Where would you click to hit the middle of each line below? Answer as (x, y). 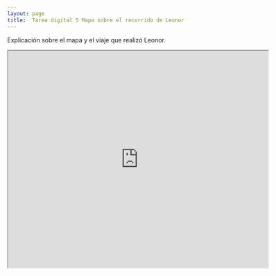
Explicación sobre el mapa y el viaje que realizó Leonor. (87, 40)
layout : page (26, 14)
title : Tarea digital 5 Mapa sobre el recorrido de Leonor (96, 20)
